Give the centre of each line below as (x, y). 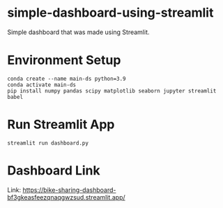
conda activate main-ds (42, 85)
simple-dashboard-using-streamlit (110, 13)
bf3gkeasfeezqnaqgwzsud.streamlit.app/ (66, 197)
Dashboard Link (54, 170)
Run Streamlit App (61, 125)
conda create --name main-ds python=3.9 (67, 79)
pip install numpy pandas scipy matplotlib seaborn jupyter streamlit (112, 91)
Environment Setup (64, 60)
